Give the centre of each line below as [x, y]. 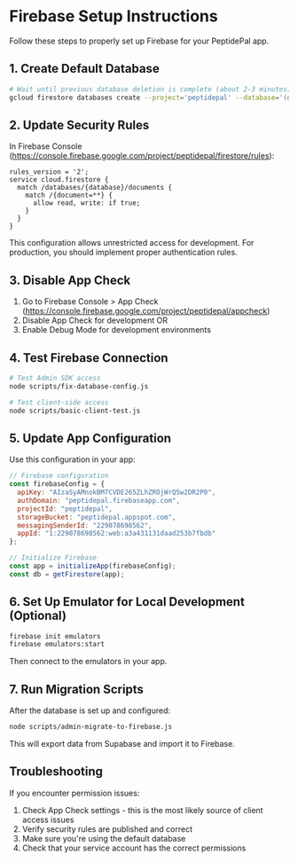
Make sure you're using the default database [104, 838]
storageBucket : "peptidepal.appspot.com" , [97, 517]
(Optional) [38, 616]
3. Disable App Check [70, 280]
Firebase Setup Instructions [114, 16]
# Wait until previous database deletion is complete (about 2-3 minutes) [150, 89]
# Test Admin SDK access [55, 378]
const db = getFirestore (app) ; [67, 574]
